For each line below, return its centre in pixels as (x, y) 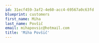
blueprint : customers (27, 14)
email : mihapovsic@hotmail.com (37, 28)
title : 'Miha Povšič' (27, 33)
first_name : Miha (23, 19)
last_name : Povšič (24, 23)
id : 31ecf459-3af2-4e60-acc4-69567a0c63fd (49, 10)
